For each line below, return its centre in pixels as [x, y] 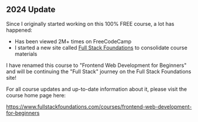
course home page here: [36, 95]
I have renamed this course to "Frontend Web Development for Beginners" [96, 65]
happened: [19, 30]
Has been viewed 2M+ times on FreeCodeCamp [73, 41]
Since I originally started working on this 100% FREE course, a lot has [90, 23]
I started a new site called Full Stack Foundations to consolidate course [101, 48]
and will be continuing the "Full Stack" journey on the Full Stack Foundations [99, 71]
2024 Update [31, 10]
